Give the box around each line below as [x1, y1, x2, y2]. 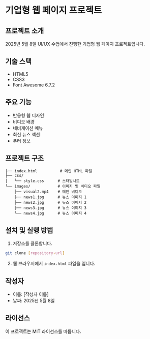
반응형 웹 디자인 [12, 112, 44, 118]
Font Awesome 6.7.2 [12, 82, 55, 88]
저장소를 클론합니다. [12, 240, 52, 246]
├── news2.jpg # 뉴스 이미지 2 [14, 200, 87, 205]
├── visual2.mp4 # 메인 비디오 [14, 189, 82, 195]
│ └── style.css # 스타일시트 [5, 178, 80, 183]
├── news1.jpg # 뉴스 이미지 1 [14, 195, 87, 200]
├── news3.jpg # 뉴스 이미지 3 [14, 205, 87, 211]
